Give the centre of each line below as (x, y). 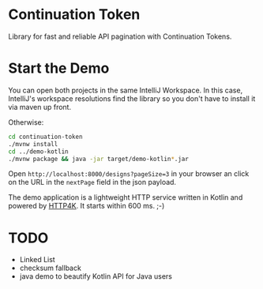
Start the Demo (59, 68)
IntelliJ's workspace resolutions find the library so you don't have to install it (132, 98)
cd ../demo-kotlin (38, 152)
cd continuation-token (45, 137)
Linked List (37, 260)
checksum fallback (50, 268)
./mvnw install (33, 144)
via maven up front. (40, 107)
